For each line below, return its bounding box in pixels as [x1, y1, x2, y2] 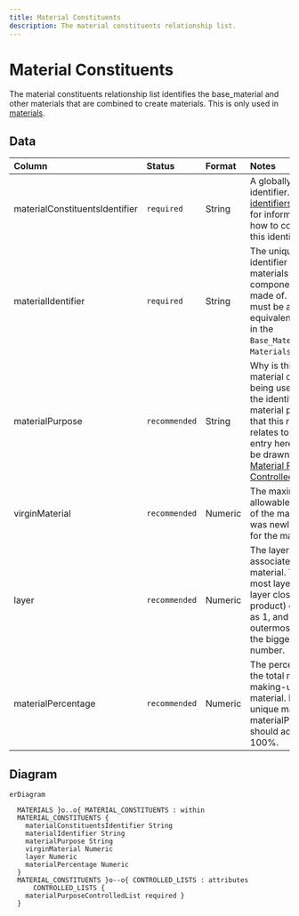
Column [13, 160, 48, 173]
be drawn [249, 448, 290, 461]
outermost [249, 622, 294, 634]
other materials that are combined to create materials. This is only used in [9, 99, 279, 109]
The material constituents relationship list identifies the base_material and [9, 89, 279, 100]
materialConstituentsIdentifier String [25, 822, 174, 831]
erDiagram [9, 791, 46, 799]
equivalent [249, 312, 295, 325]
